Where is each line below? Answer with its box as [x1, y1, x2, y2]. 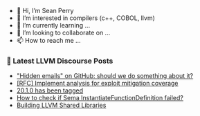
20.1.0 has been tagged [16, 86, 84, 95]
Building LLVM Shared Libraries [16, 101, 107, 110]
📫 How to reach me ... [16, 37, 81, 44]
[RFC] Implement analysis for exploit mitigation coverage [16, 79, 179, 88]
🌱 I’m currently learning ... [16, 21, 91, 29]
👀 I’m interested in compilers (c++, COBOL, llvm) [16, 14, 155, 22]
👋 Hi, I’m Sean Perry [16, 7, 74, 14]
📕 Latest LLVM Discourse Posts [6, 56, 113, 66]
